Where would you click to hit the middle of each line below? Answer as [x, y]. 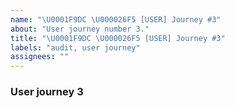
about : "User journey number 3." [80, 29]
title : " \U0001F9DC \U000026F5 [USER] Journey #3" [118, 38]
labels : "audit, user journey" [75, 47]
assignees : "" [40, 57]
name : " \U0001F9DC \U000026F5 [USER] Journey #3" [116, 19]
